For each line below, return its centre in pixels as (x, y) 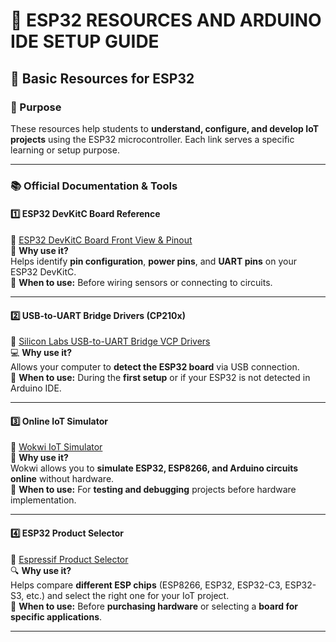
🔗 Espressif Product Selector (69, 559)
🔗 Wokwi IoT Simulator (56, 447)
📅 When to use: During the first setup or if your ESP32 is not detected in (160, 378)
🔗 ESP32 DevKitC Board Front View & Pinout (101, 240)
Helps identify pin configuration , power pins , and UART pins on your (153, 261)
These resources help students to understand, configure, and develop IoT (164, 128)
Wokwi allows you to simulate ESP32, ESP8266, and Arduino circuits (154, 468)
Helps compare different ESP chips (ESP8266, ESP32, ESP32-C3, (146, 585)
